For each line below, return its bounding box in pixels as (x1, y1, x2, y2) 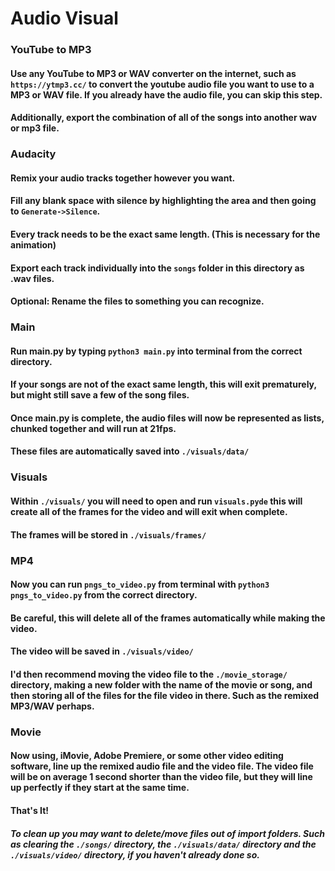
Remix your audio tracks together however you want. (10, 172, 236, 184)
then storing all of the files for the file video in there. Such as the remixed (10, 689, 320, 701)
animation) (10, 239, 57, 251)
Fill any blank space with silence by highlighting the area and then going (10, 195, 317, 207)
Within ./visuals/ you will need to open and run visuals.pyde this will (10, 495, 303, 507)
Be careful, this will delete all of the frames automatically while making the (10, 612, 326, 624)
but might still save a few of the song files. (10, 389, 190, 401)
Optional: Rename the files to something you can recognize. (10, 295, 265, 307)
